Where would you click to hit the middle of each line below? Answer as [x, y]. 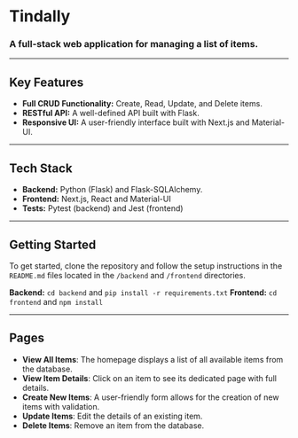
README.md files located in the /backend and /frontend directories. [127, 275]
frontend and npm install [56, 301]
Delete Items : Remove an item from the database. [113, 425]
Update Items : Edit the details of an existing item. [112, 416]
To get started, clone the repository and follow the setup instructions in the [146, 266]
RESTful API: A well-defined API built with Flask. [110, 113]
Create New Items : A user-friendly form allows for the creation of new [150, 397]
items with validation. [61, 406]
